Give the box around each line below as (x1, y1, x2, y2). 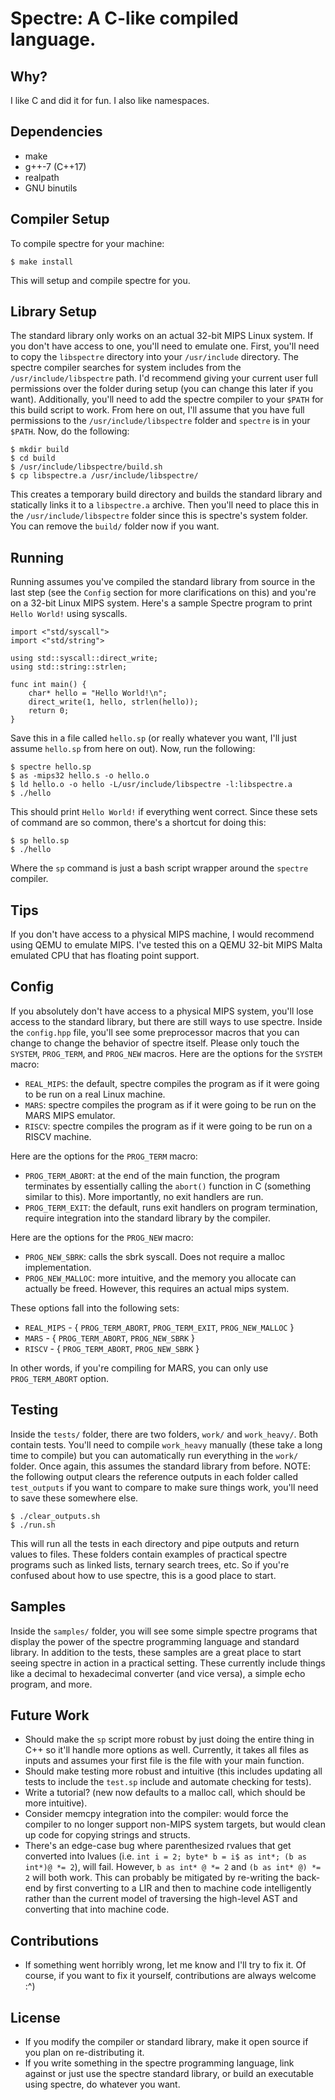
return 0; (28, 706, 70, 716)
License (10, 2009, 61, 2026)
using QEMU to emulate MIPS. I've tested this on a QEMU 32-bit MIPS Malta (10, 939, 323, 951)
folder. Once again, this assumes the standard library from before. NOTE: (10, 1460, 312, 1472)
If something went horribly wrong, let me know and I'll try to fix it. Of (24, 1959, 307, 1971)
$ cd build (10, 453, 56, 464)
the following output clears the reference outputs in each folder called (10, 1470, 298, 1482)
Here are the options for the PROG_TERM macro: (10, 1150, 198, 1162)
